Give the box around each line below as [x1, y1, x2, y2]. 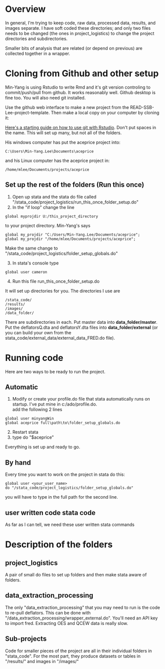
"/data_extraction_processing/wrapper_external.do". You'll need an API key [5, 615, 158, 621]
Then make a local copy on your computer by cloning [51, 109, 160, 115]
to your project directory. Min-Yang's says [5, 222, 90, 228]
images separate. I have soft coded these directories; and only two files [5, 25, 151, 31]
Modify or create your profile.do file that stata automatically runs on [12, 396, 150, 402]
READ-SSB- [130, 104, 154, 110]
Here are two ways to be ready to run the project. [5, 368, 106, 374]
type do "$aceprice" [12, 434, 54, 440]
